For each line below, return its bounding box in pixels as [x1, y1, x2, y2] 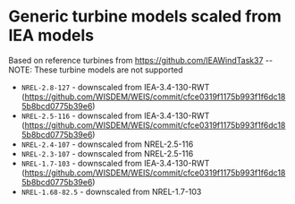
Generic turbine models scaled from [8, 6, 282, 27]
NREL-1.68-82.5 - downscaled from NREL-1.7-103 [21, 186, 202, 197]
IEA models [8, 25, 95, 46]
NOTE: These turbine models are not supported [8, 64, 184, 75]
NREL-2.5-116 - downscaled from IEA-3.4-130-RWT [21, 110, 210, 121]
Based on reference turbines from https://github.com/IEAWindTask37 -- [8, 55, 274, 65]
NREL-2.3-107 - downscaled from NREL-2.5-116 [21, 148, 194, 158]
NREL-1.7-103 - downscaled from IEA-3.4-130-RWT [21, 157, 210, 168]
